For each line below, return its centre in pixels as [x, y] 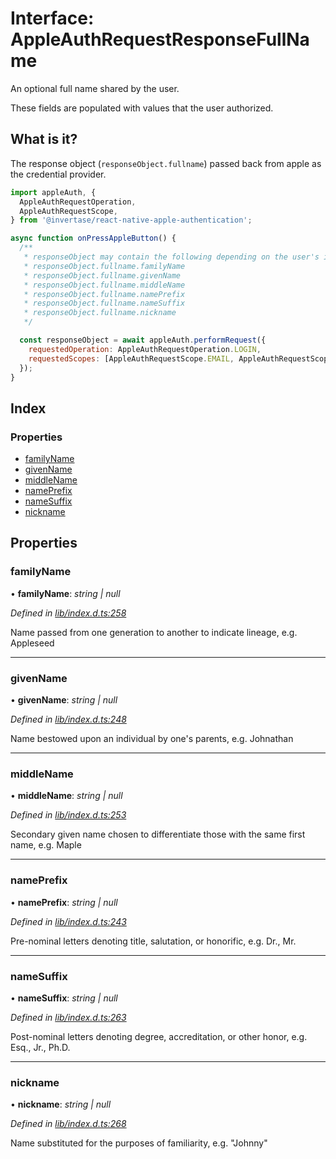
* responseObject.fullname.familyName [104, 266]
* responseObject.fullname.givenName [102, 275]
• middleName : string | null [66, 796]
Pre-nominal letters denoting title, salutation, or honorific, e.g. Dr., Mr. [153, 941]
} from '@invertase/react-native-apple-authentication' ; [131, 220]
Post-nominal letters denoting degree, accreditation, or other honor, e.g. [159, 1036]
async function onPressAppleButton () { [93, 238]
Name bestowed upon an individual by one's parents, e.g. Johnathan [152, 739]
